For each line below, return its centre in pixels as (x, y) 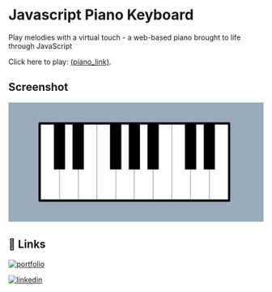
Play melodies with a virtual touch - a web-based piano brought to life (125, 37)
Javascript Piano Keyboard (101, 15)
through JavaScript (40, 45)
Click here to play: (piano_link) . (60, 62)
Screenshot (38, 87)
